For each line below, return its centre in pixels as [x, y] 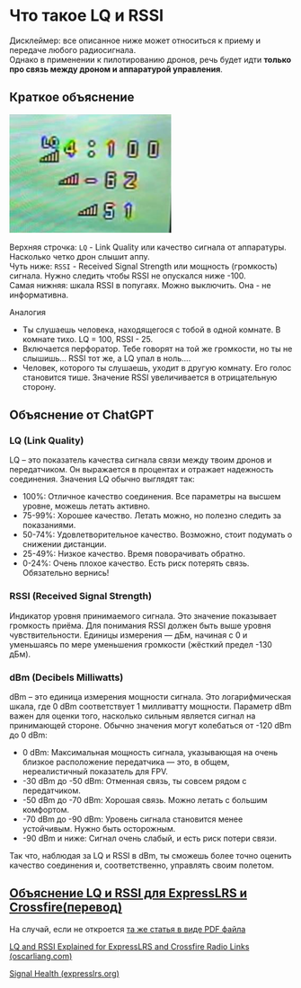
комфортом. [46, 810]
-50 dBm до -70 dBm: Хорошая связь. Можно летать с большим [145, 800]
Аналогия [28, 312]
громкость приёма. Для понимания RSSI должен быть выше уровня [140, 625]
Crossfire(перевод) [66, 908]
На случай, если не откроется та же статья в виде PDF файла [128, 929]
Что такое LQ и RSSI [87, 16]
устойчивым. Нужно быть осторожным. [99, 829]
